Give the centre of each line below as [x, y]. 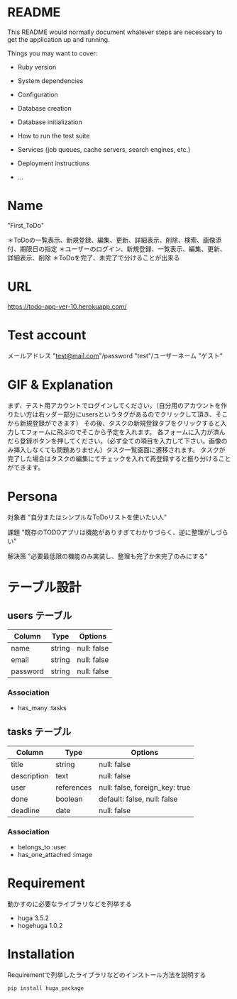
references [74, 787]
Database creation [45, 108]
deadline [26, 810]
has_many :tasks [42, 707]
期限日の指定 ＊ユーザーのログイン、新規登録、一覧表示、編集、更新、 [123, 248]
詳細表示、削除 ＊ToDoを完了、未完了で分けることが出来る [94, 258]
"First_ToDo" [26, 225]
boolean [69, 799]
